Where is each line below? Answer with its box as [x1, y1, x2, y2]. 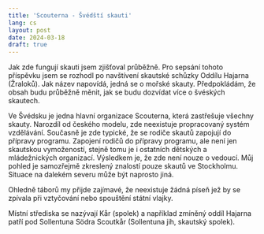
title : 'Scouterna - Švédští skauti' [8, 11, 132, 20]
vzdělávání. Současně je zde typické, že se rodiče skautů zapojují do [8, 128, 232, 138]
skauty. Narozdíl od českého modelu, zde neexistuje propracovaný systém [8, 120, 250, 129]
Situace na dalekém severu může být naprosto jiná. [8, 170, 174, 180]
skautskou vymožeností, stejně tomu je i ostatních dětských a [8, 145, 207, 154]
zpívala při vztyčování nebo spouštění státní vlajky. [8, 194, 173, 203]
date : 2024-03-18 [8, 33, 65, 42]
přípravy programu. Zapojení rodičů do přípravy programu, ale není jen [8, 136, 238, 146]
